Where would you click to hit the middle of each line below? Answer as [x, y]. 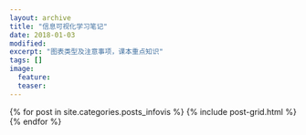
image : [22, 69]
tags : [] [26, 60]
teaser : [32, 86]
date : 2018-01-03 [42, 35]
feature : [34, 78]
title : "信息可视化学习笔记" [58, 26]
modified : [28, 43]
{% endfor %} [36, 121]
